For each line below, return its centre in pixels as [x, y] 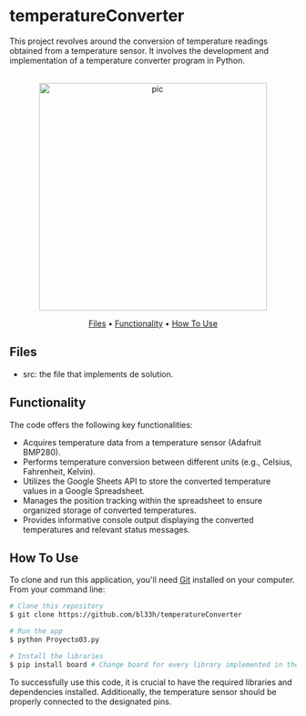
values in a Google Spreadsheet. [84, 491]
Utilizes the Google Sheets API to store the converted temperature [147, 481]
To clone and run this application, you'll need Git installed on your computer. [153, 580]
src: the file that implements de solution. [98, 373]
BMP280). [41, 452]
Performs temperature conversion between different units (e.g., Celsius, [158, 462]
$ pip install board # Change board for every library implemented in [146, 665]
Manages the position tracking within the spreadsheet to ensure [142, 500]
